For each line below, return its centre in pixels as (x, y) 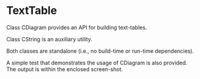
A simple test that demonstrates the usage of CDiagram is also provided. (97, 63)
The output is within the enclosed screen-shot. (65, 69)
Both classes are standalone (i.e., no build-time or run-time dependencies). (100, 51)
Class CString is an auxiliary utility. (49, 39)
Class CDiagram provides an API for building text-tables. (77, 27)
